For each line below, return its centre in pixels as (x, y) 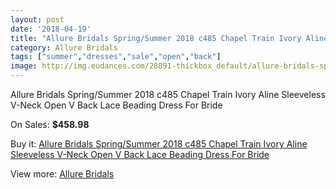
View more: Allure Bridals (62, 174)
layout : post (37, 19)
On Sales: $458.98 (50, 124)
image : (24, 66)
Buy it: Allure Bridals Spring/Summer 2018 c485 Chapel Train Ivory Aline (159, 144)
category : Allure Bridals (64, 47)
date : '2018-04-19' (51, 29)
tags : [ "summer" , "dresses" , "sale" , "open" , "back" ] (116, 57)
